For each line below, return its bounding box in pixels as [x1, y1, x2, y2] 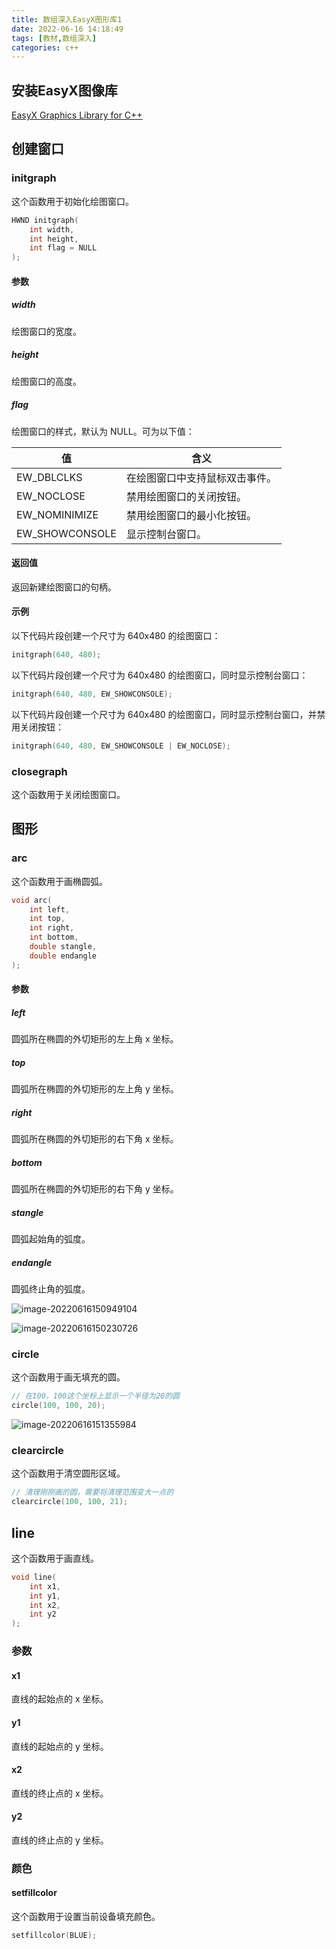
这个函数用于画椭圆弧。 [11, 875, 108, 887]
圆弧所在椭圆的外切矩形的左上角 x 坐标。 [11, 1033, 179, 1045]
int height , [29, 234, 79, 244]
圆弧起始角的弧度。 [11, 1233, 91, 1245]
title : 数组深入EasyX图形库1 [11, 14, 123, 25]
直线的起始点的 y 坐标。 [11, 1740, 109, 1752]
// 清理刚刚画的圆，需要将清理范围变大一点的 [11, 1487, 174, 1498]
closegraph [11, 764, 68, 778]
